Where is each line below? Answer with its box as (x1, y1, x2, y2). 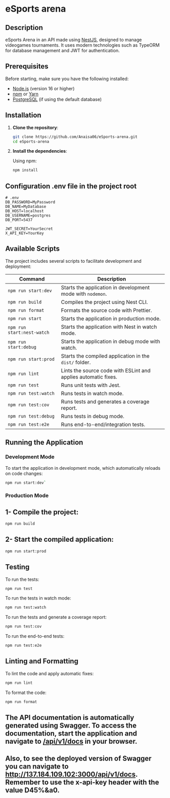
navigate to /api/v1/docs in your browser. (5, 737, 138, 746)
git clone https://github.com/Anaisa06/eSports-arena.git (12, 134, 138, 140)
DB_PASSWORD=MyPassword (5, 200, 56, 205)
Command (19, 275, 45, 282)
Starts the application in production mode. (61, 315, 161, 322)
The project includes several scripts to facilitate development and (5, 258, 142, 264)
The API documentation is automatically (5, 713, 135, 722)
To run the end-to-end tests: (5, 633, 65, 639)
